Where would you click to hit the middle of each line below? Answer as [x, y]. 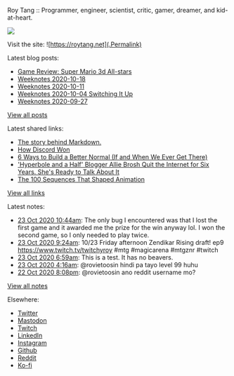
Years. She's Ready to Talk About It [68, 172]
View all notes [27, 286]
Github [27, 350]
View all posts [27, 115]
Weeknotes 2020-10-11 [51, 86]
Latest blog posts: [33, 58]
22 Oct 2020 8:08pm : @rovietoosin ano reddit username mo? [106, 272]
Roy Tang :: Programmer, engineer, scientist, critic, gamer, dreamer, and [111, 10]
